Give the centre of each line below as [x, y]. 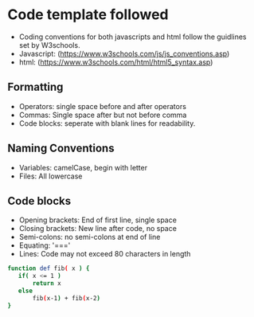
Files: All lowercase [51, 176]
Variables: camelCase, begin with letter [83, 167]
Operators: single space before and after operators [102, 106]
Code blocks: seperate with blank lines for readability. [107, 123]
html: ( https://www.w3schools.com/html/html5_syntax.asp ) [116, 62]
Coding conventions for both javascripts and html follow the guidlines [133, 37]
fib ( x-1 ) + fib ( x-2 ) [66, 298]
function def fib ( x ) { [49, 268]
